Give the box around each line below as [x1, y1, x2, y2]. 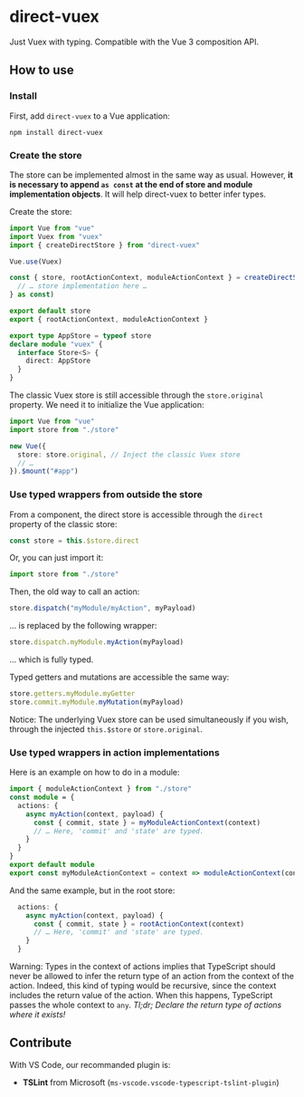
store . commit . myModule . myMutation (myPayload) [9, 698, 184, 707]
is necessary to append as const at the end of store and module [9, 178, 253, 189]
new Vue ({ [9, 441, 47, 450]
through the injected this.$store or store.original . [9, 723, 204, 735]
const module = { [9, 793, 75, 803]
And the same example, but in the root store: [9, 885, 176, 896]
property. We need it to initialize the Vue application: [9, 399, 205, 410]
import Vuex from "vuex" [9, 232, 103, 241]
